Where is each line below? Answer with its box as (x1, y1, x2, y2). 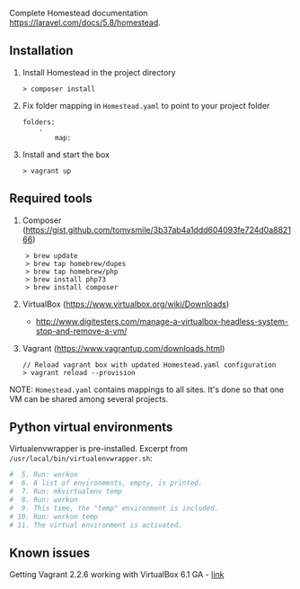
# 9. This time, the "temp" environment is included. (9, 504, 219, 513)
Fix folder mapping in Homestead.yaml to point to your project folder (22, 100, 270, 111)
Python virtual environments (9, 420, 173, 435)
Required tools (9, 191, 93, 206)
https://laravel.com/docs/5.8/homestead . (9, 17, 162, 28)
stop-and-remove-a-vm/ (35, 326, 128, 336)
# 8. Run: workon (9, 495, 78, 504)
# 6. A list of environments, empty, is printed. (9, 478, 203, 488)
